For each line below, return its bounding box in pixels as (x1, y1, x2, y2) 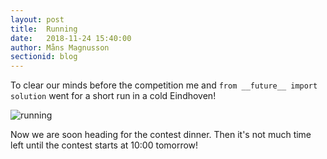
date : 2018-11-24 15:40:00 (10, 33, 132, 43)
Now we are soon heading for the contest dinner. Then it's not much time (10, 129, 312, 141)
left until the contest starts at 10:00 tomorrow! (10, 139, 199, 151)
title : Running (10, 24, 78, 34)
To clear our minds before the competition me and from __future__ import (10, 79, 318, 91)
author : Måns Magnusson (10, 42, 110, 53)
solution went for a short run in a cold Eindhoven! (10, 90, 217, 102)
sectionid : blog (10, 52, 78, 62)
